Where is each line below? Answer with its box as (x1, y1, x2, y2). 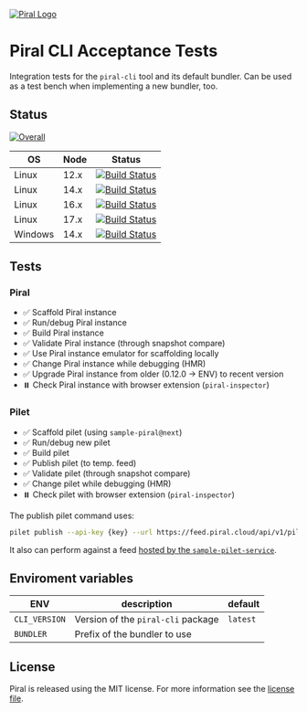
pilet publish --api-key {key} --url (9, 527, 153, 537)
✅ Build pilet (22, 447, 70, 458)
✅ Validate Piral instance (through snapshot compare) (22, 338, 226, 349)
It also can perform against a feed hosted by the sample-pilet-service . (9, 544, 277, 555)
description (121, 598, 173, 611)
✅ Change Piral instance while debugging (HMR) (22, 358, 206, 369)
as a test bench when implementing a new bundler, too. (9, 80, 218, 91)
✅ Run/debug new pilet (22, 437, 111, 448)
